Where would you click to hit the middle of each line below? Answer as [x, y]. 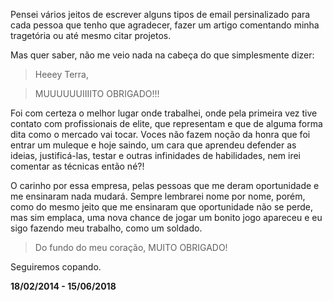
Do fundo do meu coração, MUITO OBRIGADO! [131, 247]
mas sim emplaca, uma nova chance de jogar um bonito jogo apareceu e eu [166, 217]
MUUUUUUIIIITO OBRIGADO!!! [97, 93]
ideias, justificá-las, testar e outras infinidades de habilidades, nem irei [156, 155]
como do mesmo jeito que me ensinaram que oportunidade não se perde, [161, 207]
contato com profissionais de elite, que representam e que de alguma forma [166, 123]
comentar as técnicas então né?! [77, 166]
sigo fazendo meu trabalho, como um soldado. [106, 228]
